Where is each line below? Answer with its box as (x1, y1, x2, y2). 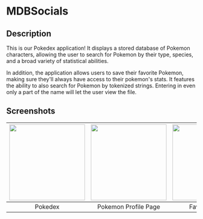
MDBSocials (6, 4, 68, 18)
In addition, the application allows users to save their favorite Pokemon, (6, 69, 184, 76)
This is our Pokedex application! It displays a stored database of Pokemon (6, 44, 190, 52)
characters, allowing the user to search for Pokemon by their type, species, (6, 51, 193, 58)
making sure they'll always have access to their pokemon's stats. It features (6, 76, 195, 83)
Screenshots (6, 106, 56, 116)
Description (6, 29, 51, 39)
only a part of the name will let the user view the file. (6, 89, 137, 95)
